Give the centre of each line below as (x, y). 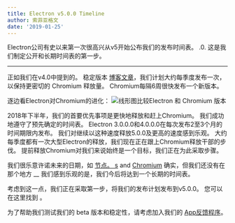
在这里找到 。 (27, 198)
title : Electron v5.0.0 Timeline (56, 14)
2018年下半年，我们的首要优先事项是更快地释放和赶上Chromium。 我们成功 (116, 116)
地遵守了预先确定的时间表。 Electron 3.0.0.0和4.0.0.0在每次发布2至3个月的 (115, 124)
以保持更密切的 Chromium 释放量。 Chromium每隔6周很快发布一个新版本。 (115, 86)
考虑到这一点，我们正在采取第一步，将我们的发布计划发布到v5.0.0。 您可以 (115, 189)
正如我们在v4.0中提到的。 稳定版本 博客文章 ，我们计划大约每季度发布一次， (116, 77)
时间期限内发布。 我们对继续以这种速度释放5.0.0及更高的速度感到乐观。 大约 (117, 133)
